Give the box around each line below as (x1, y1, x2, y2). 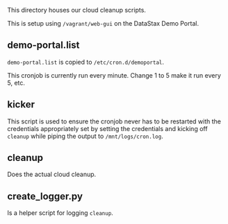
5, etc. (7, 78, 26, 87)
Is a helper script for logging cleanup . (7, 209, 113, 217)
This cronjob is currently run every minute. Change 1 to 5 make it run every (7, 71, 221, 79)
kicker (7, 98, 35, 110)
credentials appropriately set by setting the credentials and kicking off (7, 124, 208, 132)
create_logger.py (7, 190, 83, 202)
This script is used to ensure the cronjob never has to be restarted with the (7, 117, 221, 126)
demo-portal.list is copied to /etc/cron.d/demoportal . (7, 58, 165, 66)
